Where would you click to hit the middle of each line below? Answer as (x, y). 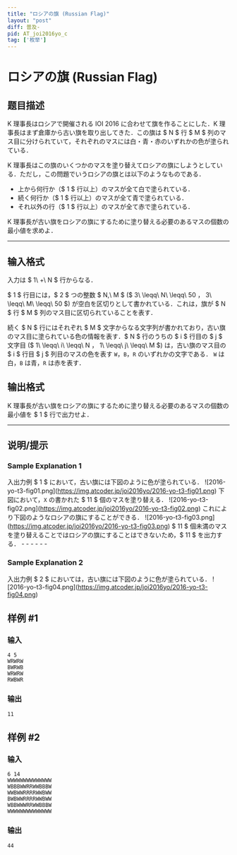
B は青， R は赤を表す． (53, 363)
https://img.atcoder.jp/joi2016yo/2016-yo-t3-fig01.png (136, 491)
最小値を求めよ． (32, 231)
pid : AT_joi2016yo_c (38, 34)
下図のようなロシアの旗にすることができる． (78, 518)
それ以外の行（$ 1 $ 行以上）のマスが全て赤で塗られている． (105, 207)
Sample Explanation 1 (45, 466)
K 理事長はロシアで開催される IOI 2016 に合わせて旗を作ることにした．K (113, 124)
